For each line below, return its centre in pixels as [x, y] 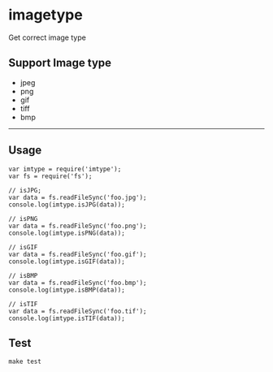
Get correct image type [48, 37]
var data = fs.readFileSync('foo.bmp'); [78, 283]
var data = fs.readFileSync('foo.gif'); [78, 254]
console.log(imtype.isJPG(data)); [67, 205]
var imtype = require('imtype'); [65, 169]
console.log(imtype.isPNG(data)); [67, 233]
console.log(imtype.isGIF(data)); [67, 262]
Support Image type [60, 63]
